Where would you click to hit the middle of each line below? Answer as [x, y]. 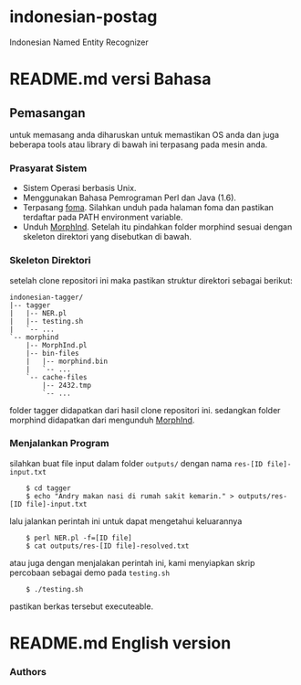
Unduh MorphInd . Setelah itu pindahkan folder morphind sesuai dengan [157, 227]
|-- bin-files [52, 353]
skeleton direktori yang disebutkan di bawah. [107, 237]
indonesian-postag [83, 17]
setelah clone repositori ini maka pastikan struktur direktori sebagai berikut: [151, 280]
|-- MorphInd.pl [57, 345]
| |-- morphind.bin [67, 361]
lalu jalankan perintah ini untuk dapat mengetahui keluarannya [126, 521]
